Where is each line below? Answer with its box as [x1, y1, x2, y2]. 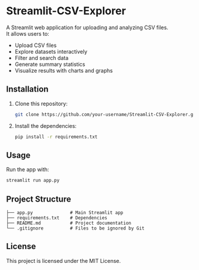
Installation [6, 84, 49, 95]
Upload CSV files [14, 42, 57, 49]
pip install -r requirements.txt [14, 134, 98, 140]
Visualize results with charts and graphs [14, 67, 113, 74]
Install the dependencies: [14, 122, 77, 129]
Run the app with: [6, 166, 49, 173]
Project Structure [6, 194, 71, 204]
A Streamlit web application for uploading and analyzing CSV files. [6, 24, 169, 31]
